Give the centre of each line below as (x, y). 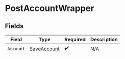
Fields (14, 26)
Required (75, 40)
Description (104, 40)
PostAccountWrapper (50, 8)
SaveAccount (45, 48)
